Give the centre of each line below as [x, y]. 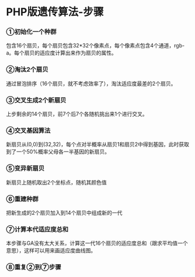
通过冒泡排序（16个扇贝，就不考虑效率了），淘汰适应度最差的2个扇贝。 [91, 83]
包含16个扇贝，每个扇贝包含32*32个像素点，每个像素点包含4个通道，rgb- [95, 46]
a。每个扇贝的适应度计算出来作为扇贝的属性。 [61, 53]
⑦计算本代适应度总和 [37, 229]
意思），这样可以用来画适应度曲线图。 [51, 251]
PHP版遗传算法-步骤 [55, 12]
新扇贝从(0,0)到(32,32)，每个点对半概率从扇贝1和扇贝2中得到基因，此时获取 [97, 145]
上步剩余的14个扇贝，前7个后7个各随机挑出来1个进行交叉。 [77, 114]
